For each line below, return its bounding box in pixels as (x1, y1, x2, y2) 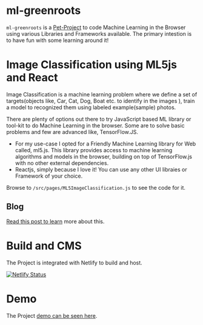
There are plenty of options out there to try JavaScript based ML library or (6, 115, 191, 122)
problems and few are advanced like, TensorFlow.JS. (6, 128, 138, 135)
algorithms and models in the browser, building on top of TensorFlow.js (15, 153, 193, 160)
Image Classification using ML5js (6, 58, 178, 72)
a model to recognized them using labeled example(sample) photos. (6, 104, 176, 111)
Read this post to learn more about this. (6, 218, 105, 225)
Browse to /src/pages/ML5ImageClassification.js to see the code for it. (6, 184, 186, 191)
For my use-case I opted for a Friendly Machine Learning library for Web (15, 140, 196, 147)
